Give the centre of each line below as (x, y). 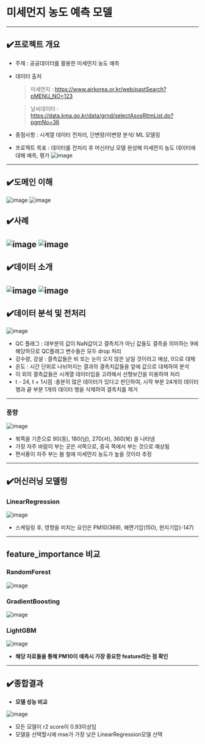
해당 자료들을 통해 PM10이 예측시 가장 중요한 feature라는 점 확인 (92, 657)
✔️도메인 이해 (30, 182)
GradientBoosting (33, 601)
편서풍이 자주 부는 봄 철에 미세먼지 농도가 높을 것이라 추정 (84, 454)
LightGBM (21, 630)
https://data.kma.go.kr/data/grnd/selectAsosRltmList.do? (102, 115)
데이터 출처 (28, 76)
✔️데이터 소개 (30, 267)
